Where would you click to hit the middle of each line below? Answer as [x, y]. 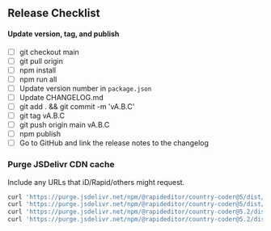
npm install [38, 70]
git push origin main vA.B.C [64, 125]
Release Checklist [54, 13]
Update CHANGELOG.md [61, 97]
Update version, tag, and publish [64, 34]
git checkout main [49, 52]
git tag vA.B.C [42, 115]
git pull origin [41, 61]
